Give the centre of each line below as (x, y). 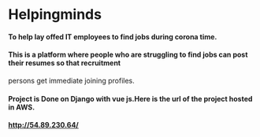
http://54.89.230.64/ (43, 125)
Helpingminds (55, 15)
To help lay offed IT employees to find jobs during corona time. (113, 36)
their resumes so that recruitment (64, 63)
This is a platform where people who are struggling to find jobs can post (128, 55)
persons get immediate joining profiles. (72, 80)
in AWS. (22, 107)
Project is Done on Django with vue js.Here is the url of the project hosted (130, 98)
